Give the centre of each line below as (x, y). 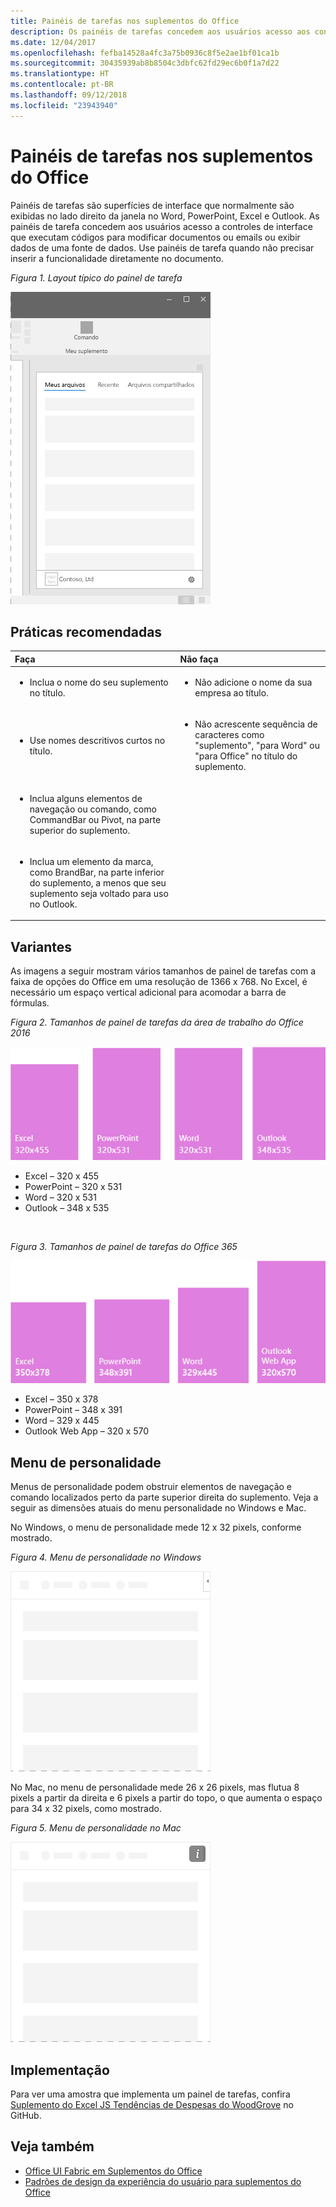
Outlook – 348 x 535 (67, 1207)
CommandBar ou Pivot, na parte (95, 819)
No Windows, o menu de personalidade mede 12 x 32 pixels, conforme (156, 1527)
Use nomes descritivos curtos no (97, 740)
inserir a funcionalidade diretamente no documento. (117, 258)
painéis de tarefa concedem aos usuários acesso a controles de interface (161, 226)
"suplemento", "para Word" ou (257, 746)
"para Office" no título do (246, 756)
